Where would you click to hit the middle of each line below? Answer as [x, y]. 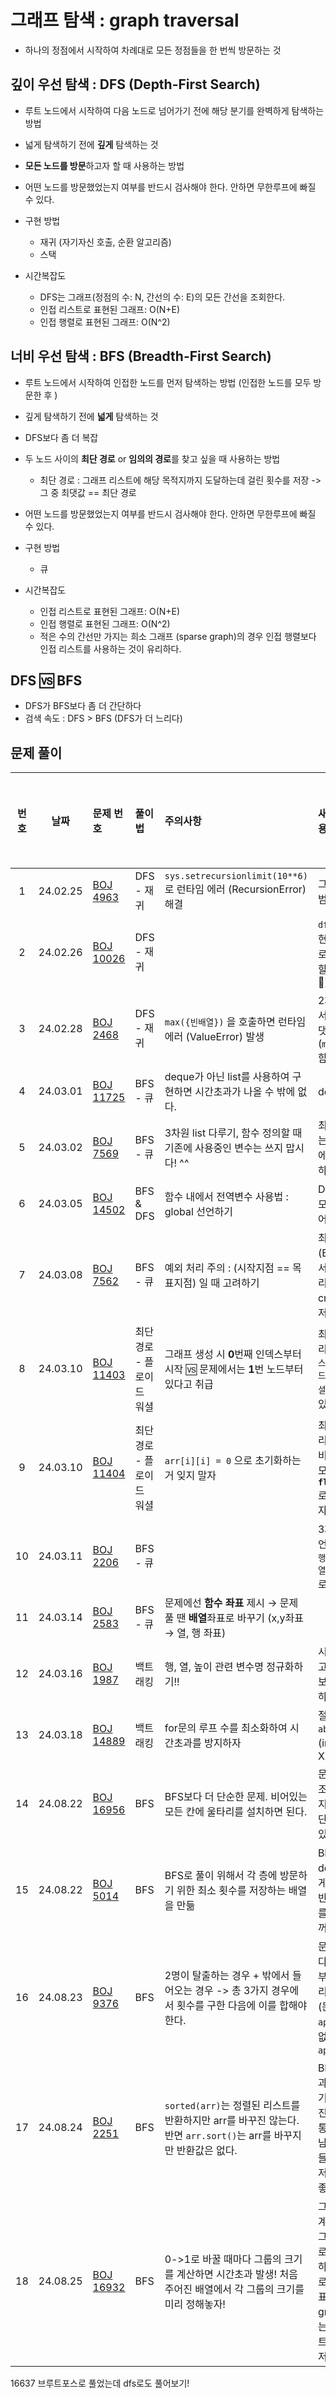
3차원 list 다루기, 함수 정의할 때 [233, 1133]
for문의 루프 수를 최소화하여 [226, 1728]
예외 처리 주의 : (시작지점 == [227, 1268]
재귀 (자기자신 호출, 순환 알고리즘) [105, 242]
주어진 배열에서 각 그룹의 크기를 [234, 2289]
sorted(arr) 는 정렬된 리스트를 [232, 2106]
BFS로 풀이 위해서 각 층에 [221, 1876]
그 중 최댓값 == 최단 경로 [88, 492]
